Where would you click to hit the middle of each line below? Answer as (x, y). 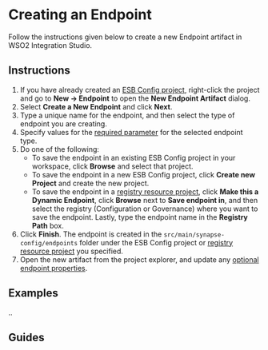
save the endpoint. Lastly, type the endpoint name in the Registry (140, 217)
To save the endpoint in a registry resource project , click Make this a (145, 191)
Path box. (48, 225)
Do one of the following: (60, 149)
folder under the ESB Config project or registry (156, 242)
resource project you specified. (72, 251)
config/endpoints (49, 243)
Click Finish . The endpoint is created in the (91, 234)
